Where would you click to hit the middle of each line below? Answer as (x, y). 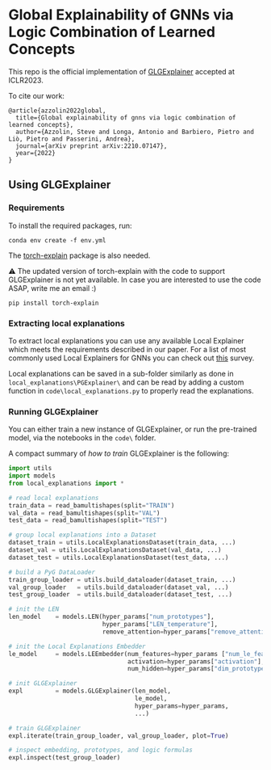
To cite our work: (36, 95)
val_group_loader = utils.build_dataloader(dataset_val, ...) (119, 587)
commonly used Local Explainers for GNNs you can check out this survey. (131, 358)
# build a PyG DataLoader (52, 572)
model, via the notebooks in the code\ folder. (82, 438)
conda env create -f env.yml (57, 240)
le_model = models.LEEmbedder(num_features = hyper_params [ (117, 654)
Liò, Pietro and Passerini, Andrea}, (72, 139)
